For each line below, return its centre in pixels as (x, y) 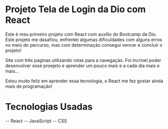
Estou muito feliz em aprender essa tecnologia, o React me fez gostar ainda (84, 81)
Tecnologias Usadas (49, 107)
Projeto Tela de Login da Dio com (76, 9)
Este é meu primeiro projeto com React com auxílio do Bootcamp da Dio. (81, 34)
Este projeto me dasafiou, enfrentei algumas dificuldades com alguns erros (84, 40)
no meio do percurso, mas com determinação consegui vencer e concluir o (84, 45)
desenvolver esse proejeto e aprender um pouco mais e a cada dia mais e (82, 66)
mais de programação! (29, 86)
